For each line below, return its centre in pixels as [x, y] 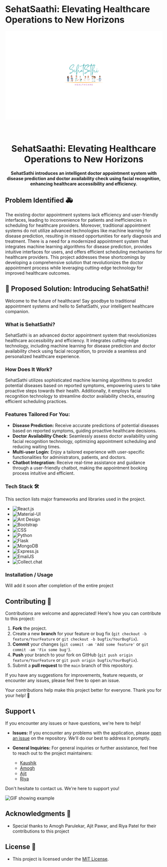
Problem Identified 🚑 [39, 200]
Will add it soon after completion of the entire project [59, 586]
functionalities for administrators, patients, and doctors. [69, 457]
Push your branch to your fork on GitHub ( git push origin [73, 655]
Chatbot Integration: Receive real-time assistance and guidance [79, 462]
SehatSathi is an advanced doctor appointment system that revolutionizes [81, 335]
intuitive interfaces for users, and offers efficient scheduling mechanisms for [84, 252]
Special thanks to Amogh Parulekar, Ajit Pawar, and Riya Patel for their [84, 826]
